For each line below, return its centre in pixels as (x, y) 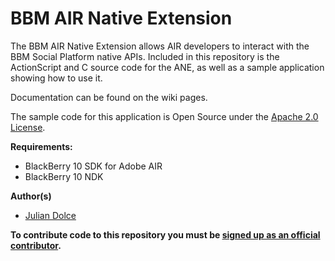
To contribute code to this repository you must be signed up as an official (165, 234)
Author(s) (31, 196)
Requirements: (41, 146)
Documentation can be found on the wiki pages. (109, 97)
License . (28, 127)
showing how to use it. (56, 78)
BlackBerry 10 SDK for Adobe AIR (93, 166)
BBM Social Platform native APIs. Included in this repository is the (145, 56)
